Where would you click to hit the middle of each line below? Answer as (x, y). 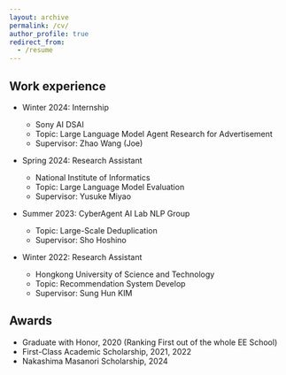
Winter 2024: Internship (65, 107)
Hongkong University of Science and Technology (125, 274)
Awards (31, 321)
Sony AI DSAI (59, 124)
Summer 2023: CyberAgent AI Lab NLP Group (106, 213)
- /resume (35, 50)
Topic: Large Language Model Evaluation (110, 187)
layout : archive (39, 17)
